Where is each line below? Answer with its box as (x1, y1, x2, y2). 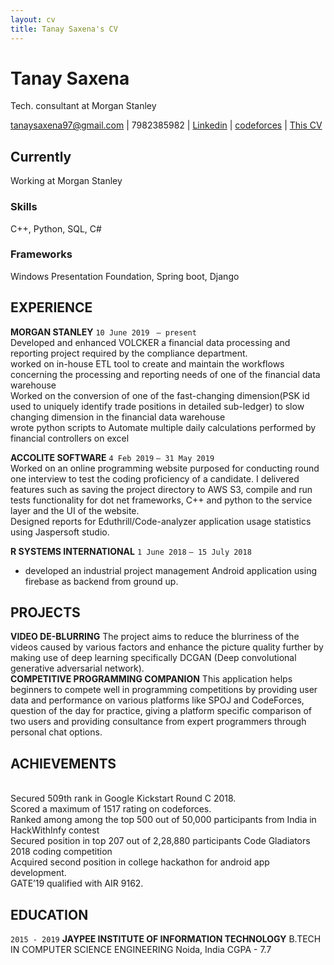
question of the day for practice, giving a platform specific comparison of (10, 705, 313, 717)
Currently (10, 148, 72, 165)
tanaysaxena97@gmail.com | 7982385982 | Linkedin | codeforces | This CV (10, 119, 323, 131)
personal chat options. (10, 726, 103, 738)
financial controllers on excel (10, 432, 130, 444)
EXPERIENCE (10, 299, 93, 316)
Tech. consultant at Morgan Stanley (10, 100, 157, 112)
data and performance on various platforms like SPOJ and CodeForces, (10, 694, 305, 706)
